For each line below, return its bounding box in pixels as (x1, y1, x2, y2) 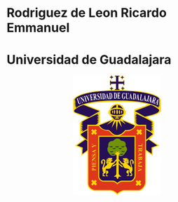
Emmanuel (6, 20, 70, 36)
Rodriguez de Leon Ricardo (6, 5, 167, 21)
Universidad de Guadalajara (6, 52, 172, 68)
